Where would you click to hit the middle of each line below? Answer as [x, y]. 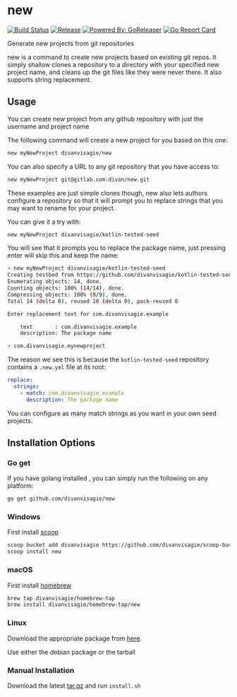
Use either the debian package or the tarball [72, 652]
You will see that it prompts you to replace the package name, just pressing [116, 248]
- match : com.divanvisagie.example [72, 393]
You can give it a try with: [44, 222]
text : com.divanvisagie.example [79, 327]
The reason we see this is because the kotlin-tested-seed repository [108, 359]
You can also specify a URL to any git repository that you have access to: [114, 166]
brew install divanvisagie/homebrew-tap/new [74, 605]
